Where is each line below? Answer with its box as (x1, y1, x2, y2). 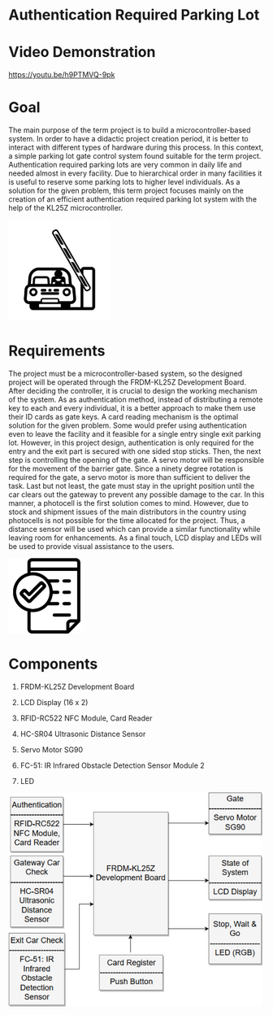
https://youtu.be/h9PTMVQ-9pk (8, 70, 115, 80)
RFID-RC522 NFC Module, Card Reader (19, 713, 153, 723)
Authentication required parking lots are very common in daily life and (8, 160, 242, 170)
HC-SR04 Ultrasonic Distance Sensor (19, 729, 146, 738)
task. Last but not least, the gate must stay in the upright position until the (8, 481, 254, 490)
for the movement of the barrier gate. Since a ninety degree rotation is (8, 464, 244, 473)
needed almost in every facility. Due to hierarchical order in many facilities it (8, 168, 262, 178)
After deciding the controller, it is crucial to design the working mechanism (8, 386, 258, 395)
